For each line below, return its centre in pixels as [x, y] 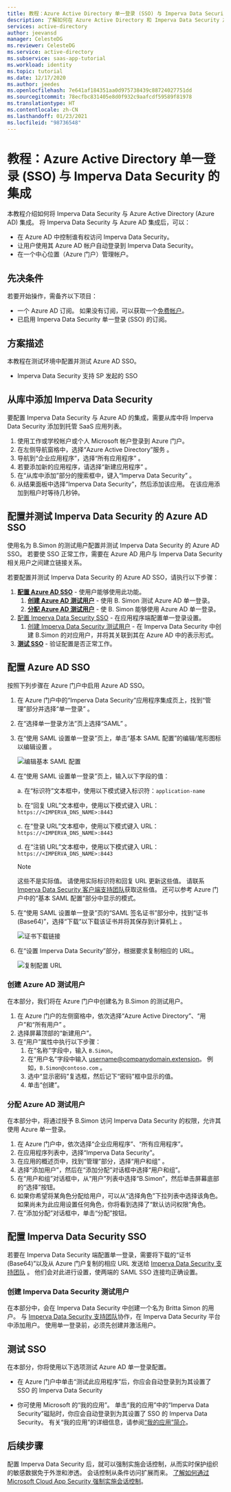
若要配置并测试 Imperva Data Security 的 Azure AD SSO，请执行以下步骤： [113, 577]
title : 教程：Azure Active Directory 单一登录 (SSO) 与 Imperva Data [105, 13]
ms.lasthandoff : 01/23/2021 [47, 116]
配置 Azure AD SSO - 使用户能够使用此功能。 [81, 591]
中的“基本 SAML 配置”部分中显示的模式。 [81, 898]
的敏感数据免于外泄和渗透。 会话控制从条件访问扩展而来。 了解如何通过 [108, 1472]
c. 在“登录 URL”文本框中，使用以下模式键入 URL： [88, 826]
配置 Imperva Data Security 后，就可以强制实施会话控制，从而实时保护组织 [113, 1464]
